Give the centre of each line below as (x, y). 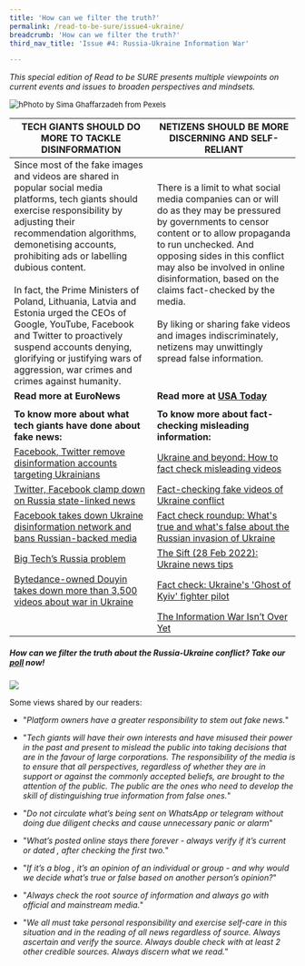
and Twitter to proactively (69, 336)
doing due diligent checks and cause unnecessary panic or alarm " (148, 823)
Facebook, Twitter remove (69, 452)
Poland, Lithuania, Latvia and (75, 301)
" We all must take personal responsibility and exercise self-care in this (155, 923)
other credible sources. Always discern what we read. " (125, 951)
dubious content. (50, 268)
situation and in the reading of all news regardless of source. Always (152, 932)
